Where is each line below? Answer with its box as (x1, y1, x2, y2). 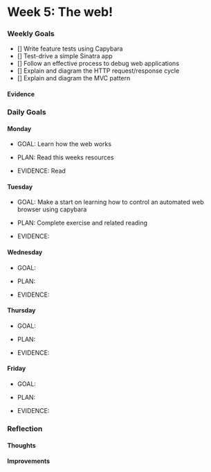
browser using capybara (17, 205, 87, 213)
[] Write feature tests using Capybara (17, 44, 123, 53)
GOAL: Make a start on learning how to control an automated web (17, 198, 204, 207)
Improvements (7, 457, 51, 465)
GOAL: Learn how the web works (17, 140, 112, 148)
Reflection (7, 423, 43, 433)
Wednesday (7, 248, 43, 256)
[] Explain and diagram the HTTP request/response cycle (17, 67, 180, 75)
